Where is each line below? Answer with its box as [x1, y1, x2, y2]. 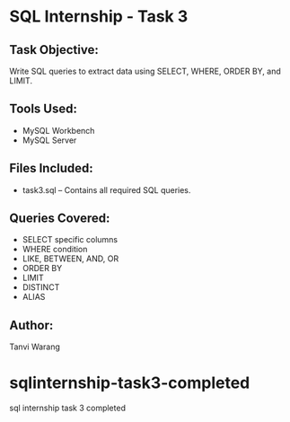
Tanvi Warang [9, 341, 61, 352]
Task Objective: [9, 42, 99, 57]
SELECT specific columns [22, 234, 119, 245]
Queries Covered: [9, 211, 110, 226]
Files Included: [9, 161, 94, 176]
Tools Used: [9, 101, 78, 117]
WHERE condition [22, 244, 88, 255]
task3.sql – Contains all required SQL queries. [22, 184, 191, 195]
